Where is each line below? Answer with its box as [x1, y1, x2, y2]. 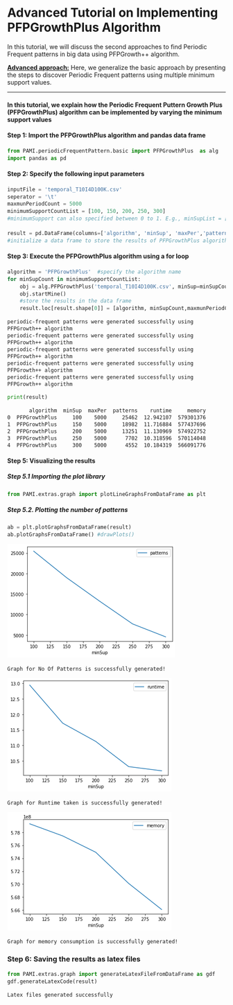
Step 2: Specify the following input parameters [7, 170, 145, 178]
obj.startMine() [19, 290, 67, 298]
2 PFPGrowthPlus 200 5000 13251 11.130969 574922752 [7, 428, 207, 435]
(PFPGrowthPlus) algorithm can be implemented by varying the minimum [7, 108, 223, 116]
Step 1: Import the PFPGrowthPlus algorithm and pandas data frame [7, 131, 206, 139]
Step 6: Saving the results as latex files [7, 954, 141, 964]
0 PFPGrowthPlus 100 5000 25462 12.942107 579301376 [7, 414, 207, 421]
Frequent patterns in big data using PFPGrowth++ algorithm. [7, 50, 180, 58]
